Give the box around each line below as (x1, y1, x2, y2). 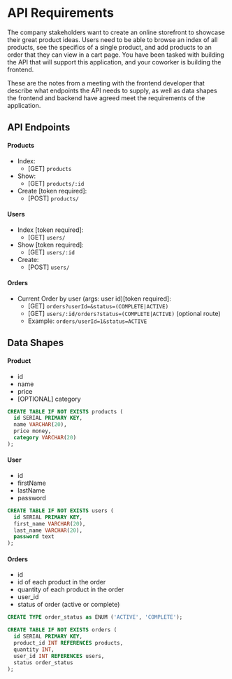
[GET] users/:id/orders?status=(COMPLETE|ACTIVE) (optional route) (27, 309, 222, 317)
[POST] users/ (27, 263, 70, 271)
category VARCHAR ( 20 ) (13, 434, 77, 441)
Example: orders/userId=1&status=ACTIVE (27, 317, 147, 325)
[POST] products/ (27, 194, 79, 203)
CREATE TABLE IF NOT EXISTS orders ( (7, 626, 117, 633)
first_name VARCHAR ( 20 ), (13, 520, 86, 527)
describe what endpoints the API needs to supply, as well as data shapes (7, 86, 218, 95)
